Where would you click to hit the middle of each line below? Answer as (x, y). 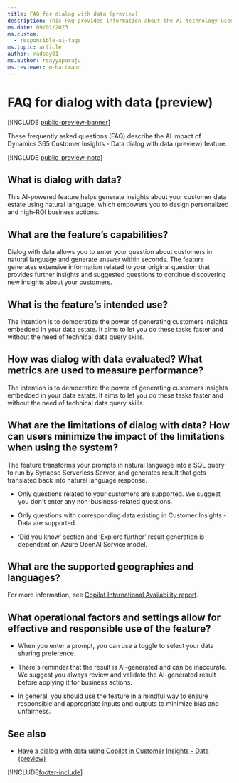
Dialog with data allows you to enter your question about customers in (110, 252)
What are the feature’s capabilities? (88, 234)
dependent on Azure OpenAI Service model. (83, 544)
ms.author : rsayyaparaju (44, 61)
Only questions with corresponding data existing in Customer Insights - (122, 515)
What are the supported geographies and (101, 567)
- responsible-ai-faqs (47, 41)
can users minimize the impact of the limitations (116, 436)
